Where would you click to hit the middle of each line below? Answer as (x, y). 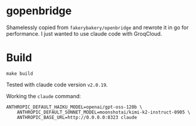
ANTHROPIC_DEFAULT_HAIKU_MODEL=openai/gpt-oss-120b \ (74, 107)
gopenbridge (39, 11)
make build (20, 73)
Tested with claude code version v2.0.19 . (57, 84)
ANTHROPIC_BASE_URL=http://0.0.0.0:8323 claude (77, 117)
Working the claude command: (44, 96)
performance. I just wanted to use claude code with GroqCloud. (84, 33)
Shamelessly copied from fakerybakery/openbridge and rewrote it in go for (97, 27)
